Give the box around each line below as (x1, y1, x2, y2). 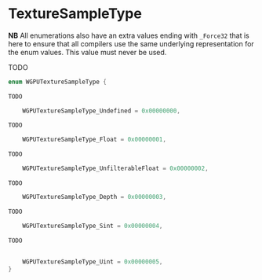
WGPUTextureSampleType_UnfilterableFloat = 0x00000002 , (22, 164, 209, 172)
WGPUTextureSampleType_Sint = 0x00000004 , (22, 222, 163, 230)
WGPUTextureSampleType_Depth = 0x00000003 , (22, 193, 167, 201)
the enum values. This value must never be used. (8, 47, 167, 57)
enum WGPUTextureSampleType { (8, 78, 107, 86)
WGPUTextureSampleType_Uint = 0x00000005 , (22, 257, 163, 266)
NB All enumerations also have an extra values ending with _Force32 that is (8, 31, 249, 40)
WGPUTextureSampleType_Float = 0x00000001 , (22, 135, 167, 144)
